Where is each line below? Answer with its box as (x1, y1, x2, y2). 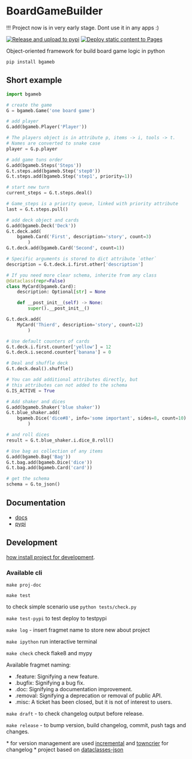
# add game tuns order (6, 157, 63, 163)
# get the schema (6, 476, 50, 482)
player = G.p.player (6, 146, 58, 152)
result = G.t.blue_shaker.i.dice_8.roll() (6, 437, 114, 443)
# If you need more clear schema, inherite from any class (6, 272, 157, 278)
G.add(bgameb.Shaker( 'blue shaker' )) (6, 404, 101, 410)
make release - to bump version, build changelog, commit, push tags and (6, 721, 187, 728)
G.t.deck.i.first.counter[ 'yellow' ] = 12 (6, 344, 112, 350)
